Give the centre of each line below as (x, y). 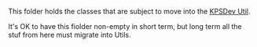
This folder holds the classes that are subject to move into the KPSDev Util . (129, 11)
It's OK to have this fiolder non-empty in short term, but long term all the (125, 26)
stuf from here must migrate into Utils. (70, 35)
